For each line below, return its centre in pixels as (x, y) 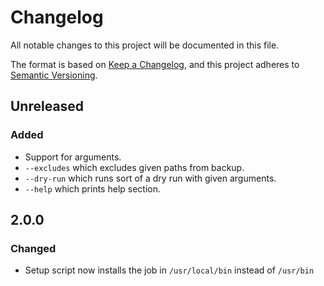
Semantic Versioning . (54, 75)
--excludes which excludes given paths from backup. (134, 167)
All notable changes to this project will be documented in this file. (145, 45)
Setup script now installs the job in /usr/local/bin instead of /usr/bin (169, 270)
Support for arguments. (73, 157)
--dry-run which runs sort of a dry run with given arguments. (150, 178)
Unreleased (47, 106)
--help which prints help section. (92, 188)
